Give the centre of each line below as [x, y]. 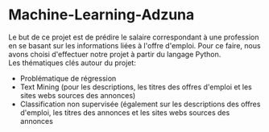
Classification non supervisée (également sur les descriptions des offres [140, 104]
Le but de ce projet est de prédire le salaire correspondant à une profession [134, 37]
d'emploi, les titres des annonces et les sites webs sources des [125, 112]
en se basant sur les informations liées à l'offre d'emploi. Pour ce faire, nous [134, 45]
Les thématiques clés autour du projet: [72, 63]
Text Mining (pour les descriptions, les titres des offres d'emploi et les [136, 87]
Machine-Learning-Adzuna [101, 15]
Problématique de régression [68, 78]
